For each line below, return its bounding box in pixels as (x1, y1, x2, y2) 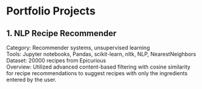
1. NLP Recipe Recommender (6, 28, 117, 38)
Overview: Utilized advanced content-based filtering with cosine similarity (6, 63, 191, 70)
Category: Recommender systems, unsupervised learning (6, 44, 150, 51)
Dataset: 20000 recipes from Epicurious (6, 57, 106, 64)
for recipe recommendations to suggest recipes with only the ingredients (6, 70, 188, 76)
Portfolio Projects (6, 4, 96, 18)
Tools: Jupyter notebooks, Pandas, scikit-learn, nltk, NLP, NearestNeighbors (6, 51, 197, 58)
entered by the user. (6, 76, 57, 83)
